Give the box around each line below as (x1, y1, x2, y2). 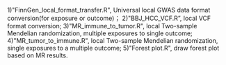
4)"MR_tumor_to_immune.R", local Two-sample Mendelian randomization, (7, 37, 218, 44)
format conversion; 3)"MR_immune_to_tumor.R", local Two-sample (7, 22, 197, 30)
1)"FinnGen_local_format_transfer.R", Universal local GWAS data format (7, 6, 211, 14)
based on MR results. (7, 51, 68, 59)
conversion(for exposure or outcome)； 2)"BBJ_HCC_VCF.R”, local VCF (7, 14, 211, 22)
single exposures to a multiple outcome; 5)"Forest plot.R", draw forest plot (7, 44, 220, 52)
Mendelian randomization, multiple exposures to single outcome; (7, 29, 193, 37)
